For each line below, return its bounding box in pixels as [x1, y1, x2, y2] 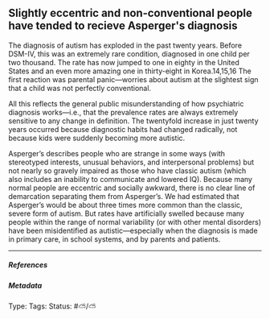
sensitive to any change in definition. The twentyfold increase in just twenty [8, 116, 259, 126]
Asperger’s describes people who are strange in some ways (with [8, 148, 226, 158]
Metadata [8, 280, 43, 290]
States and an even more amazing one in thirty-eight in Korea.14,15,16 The [8, 66, 252, 76]
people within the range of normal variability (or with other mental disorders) [8, 217, 262, 226]
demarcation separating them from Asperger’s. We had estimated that [8, 191, 239, 201]
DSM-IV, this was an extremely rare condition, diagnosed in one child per [8, 48, 251, 59]
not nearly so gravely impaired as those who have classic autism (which [8, 165, 247, 176]
